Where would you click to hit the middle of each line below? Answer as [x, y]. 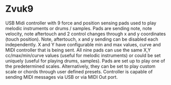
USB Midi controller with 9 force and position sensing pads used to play [81, 23]
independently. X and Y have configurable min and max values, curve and [83, 44]
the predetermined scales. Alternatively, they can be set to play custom [80, 66]
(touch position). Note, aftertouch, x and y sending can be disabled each [82, 39]
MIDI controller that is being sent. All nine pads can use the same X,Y [78, 50]
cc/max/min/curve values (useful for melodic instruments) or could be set [83, 55]
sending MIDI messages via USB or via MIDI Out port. [61, 77]
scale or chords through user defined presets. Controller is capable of [79, 71]
